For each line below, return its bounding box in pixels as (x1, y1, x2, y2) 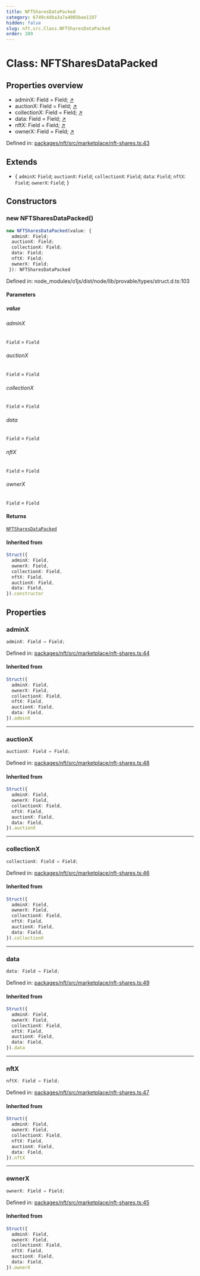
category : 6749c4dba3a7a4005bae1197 (6, 14, 97, 20)
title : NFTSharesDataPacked (6, 8, 76, 15)
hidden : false (6, 20, 42, 26)
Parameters (6, 291, 36, 299)
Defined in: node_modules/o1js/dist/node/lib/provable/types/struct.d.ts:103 (6, 277, 190, 284)
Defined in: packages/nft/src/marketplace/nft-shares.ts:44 (6, 649, 150, 657)
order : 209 (6, 31, 33, 37)
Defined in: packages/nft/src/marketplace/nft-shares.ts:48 (6, 760, 150, 767)
